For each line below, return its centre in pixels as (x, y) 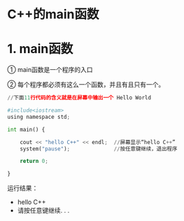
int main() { (26, 129)
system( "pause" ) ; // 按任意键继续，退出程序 (99, 149)
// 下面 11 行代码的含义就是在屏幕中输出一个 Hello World (79, 98)
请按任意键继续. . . (43, 211)
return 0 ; (34, 162)
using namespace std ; (39, 117)
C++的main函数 (53, 14)
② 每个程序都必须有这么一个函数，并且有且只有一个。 (86, 85)
